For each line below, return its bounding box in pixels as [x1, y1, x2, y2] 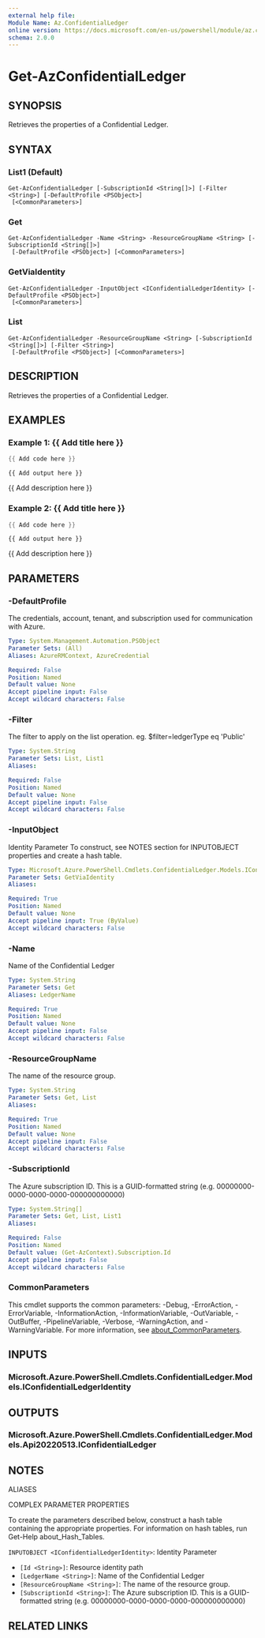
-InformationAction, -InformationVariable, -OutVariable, [54, 1308, 234, 1317]
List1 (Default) [8, 167, 63, 178]
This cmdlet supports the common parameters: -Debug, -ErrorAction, [8, 1300, 234, 1309]
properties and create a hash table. [8, 851, 122, 860]
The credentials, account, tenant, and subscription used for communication [8, 614, 253, 623]
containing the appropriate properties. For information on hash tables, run [8, 1523, 248, 1533]
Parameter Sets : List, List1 [8, 755, 104, 763]
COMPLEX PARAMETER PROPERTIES [8, 1500, 130, 1509]
